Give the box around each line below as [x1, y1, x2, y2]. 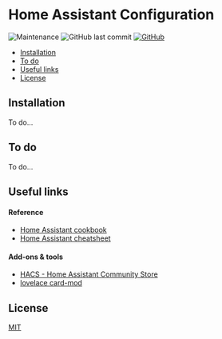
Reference [8, 207, 44, 217]
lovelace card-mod [19, 278, 82, 288]
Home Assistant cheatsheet [19, 233, 111, 243]
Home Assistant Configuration [8, 6, 215, 24]
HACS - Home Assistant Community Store [19, 269, 158, 279]
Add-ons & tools [8, 252, 64, 261]
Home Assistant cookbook [19, 225, 107, 235]
